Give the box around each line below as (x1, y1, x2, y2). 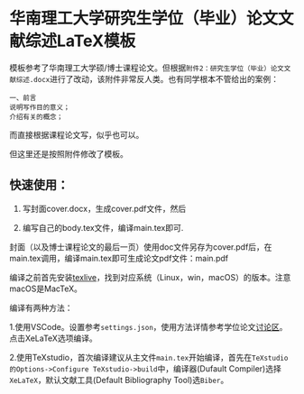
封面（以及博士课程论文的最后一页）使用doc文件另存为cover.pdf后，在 (9, 241, 272, 252)
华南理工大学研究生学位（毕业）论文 (9, 8, 279, 29)
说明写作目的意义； (9, 103, 70, 112)
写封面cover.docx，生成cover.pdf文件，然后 (22, 203, 187, 214)
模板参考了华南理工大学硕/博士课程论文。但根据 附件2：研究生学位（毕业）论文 (9, 62, 284, 73)
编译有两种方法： (9, 302, 73, 313)
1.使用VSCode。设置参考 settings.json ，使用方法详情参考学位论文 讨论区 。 (9, 321, 288, 332)
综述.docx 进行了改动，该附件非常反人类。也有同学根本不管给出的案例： (15, 73, 280, 84)
